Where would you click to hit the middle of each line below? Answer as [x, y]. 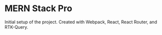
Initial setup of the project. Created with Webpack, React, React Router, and [81, 22]
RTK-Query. [16, 27]
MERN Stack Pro [38, 9]
